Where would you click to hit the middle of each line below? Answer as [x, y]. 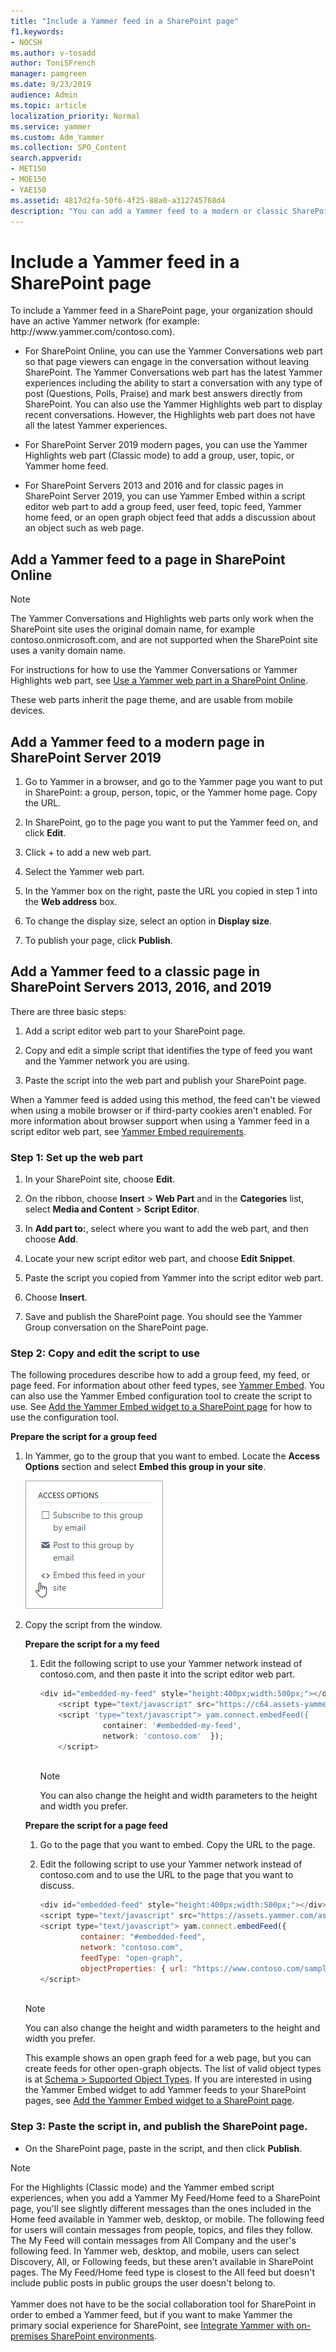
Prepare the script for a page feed [96, 1826]
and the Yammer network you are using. [107, 1061]
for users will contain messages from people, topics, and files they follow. [161, 2229]
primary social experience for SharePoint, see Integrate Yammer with [152, 2325]
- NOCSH [26, 42]
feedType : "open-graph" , [132, 1958]
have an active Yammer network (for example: [105, 321]
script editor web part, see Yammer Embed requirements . [128, 1131]
